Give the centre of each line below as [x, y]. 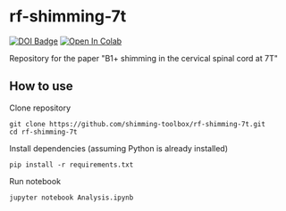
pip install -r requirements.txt [71, 165]
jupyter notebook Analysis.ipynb [71, 198]
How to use [41, 86]
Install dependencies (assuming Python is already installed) [119, 148]
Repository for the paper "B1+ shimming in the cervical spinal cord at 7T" [144, 58]
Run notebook [35, 181]
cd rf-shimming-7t [43, 132]
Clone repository [40, 108]
